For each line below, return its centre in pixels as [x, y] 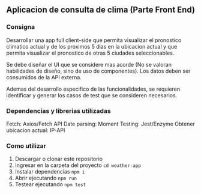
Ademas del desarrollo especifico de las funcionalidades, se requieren [93, 89]
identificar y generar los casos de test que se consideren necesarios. [92, 95]
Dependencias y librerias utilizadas [58, 111]
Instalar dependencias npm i [50, 172]
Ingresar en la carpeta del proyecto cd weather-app [78, 165]
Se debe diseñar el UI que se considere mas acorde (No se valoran [89, 64]
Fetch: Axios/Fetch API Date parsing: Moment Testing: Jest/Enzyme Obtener [100, 124]
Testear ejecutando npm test [50, 184]
